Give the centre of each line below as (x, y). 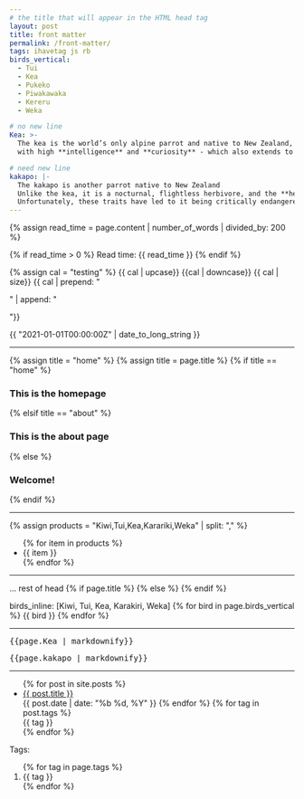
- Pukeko (34, 85)
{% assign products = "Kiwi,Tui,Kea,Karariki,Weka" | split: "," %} (128, 526)
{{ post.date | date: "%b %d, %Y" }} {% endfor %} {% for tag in (141, 703)
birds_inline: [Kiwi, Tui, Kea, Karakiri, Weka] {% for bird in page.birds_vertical (152, 606)
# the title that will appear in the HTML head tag (109, 18)
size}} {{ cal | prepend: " (55, 282)
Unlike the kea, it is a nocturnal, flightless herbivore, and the (147, 194)
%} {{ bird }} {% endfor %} (59, 615)
